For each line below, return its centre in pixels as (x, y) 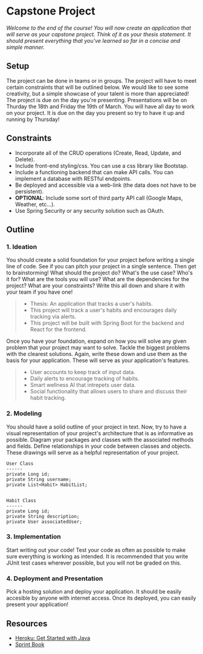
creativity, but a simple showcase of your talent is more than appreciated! (98, 93)
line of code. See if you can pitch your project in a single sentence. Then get (101, 267)
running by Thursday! (33, 119)
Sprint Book (30, 644)
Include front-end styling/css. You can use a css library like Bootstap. (101, 166)
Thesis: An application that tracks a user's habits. (91, 304)
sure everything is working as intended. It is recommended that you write (97, 556)
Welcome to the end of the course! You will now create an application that (99, 28)
